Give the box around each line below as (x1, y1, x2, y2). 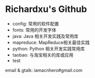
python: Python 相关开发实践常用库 (12, 45, 85, 51)
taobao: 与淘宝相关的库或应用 (12, 51, 73, 58)
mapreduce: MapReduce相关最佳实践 (12, 39, 90, 45)
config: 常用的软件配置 (12, 20, 59, 26)
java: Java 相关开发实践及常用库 (12, 33, 78, 39)
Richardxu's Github (5, 3, 87, 15)
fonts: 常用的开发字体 (12, 26, 56, 33)
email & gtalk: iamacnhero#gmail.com (5, 67, 82, 73)
